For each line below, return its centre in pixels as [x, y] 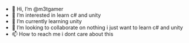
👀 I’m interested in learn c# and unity [56, 15]
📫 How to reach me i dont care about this [62, 34]
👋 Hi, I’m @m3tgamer [37, 9]
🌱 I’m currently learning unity [47, 21]
